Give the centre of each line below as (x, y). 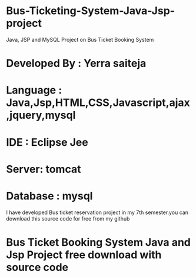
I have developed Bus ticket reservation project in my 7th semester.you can (97, 212)
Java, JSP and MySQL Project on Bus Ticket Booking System (80, 39)
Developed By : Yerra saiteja (76, 64)
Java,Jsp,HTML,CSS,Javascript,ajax (98, 103)
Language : (34, 90)
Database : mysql (49, 196)
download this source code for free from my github (68, 218)
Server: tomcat (44, 169)
